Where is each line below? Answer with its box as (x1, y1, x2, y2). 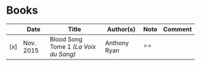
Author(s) (106, 25, 136, 33)
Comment (163, 25, 192, 33)
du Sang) (50, 50, 76, 58)
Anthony (105, 39, 129, 47)
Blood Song (50, 35, 83, 43)
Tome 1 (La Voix (50, 42, 96, 51)
